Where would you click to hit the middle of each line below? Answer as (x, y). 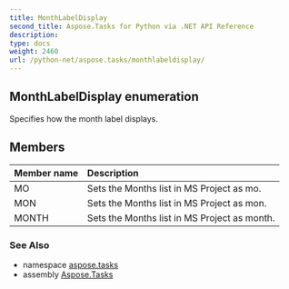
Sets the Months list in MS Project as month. (181, 217)
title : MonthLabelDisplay (58, 18)
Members (37, 148)
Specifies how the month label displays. (84, 118)
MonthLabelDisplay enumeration (104, 97)
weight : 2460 (34, 52)
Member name (46, 173)
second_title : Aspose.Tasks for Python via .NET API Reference (132, 26)
